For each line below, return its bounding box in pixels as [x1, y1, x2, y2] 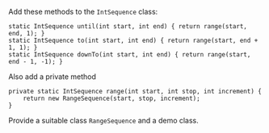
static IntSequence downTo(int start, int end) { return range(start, [8, 51, 251, 59]
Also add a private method [8, 72, 97, 81]
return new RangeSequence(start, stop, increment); [23, 94, 200, 102]
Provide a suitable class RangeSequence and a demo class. [8, 116, 200, 125]
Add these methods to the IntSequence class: [8, 7, 158, 16]
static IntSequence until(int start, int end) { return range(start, [8, 23, 248, 31]
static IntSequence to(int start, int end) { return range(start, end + [8, 36, 258, 44]
